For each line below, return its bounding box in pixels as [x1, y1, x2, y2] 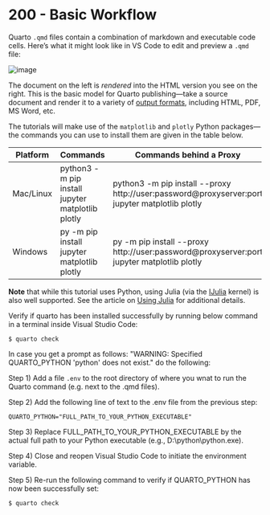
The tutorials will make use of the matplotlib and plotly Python [8, 121, 219, 131]
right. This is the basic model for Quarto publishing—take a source [8, 88, 228, 98]
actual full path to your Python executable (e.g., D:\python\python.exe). [8, 435, 243, 445]
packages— [220, 121, 261, 131]
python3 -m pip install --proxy [112, 178, 231, 189]
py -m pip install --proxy [112, 235, 209, 247]
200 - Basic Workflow [8, 6, 157, 24]
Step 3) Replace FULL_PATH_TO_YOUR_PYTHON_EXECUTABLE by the [8, 427, 242, 436]
